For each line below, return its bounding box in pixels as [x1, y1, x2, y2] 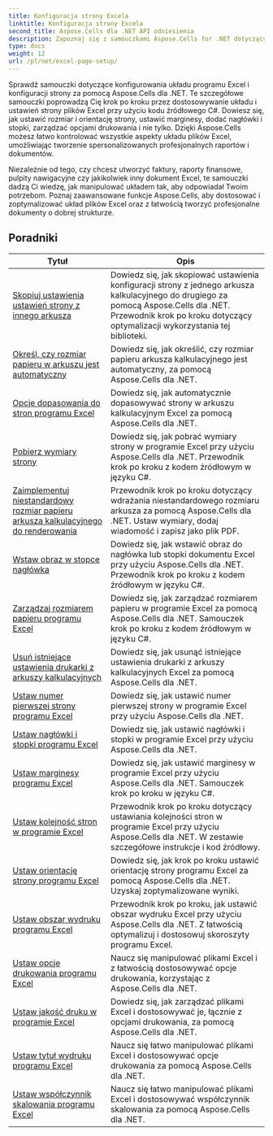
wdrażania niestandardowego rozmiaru [110, 494, 260, 506]
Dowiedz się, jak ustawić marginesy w [110, 757, 256, 768]
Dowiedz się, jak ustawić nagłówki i [110, 723, 245, 734]
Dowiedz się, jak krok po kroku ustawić [110, 855, 260, 866]
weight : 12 [8, 50, 45, 58]
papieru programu [12, 612, 82, 624]
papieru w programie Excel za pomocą [110, 603, 258, 614]
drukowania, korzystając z [110, 973, 210, 984]
